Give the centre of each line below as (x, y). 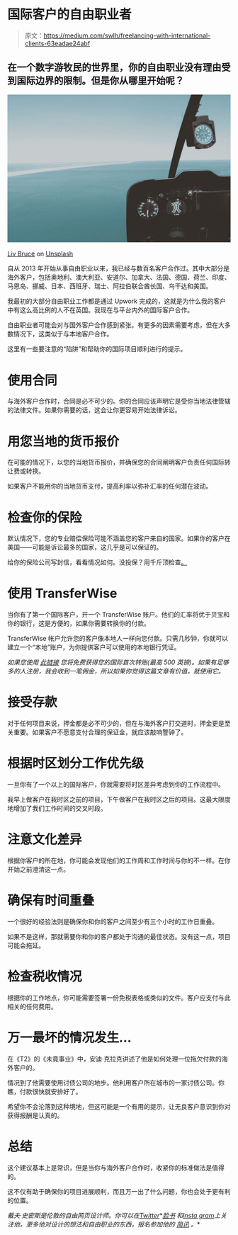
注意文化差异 (45, 840)
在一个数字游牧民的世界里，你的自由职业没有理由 (114, 68)
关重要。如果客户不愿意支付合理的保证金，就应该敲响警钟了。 (97, 732)
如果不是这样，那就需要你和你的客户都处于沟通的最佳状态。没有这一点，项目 (119, 936)
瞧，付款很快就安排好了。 (45, 1091)
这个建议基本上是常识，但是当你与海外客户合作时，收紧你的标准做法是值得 (116, 1167)
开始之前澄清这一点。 (38, 869)
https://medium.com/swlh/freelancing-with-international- (127, 35)
